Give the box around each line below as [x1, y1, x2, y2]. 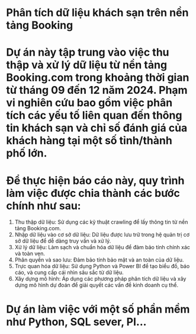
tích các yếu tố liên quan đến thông [6, 109, 182, 122]
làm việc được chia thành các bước [6, 186, 181, 200]
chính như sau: [6, 199, 81, 212]
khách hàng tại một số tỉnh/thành [6, 134, 173, 148]
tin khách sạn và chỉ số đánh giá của [6, 122, 188, 135]
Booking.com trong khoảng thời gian [6, 71, 189, 84]
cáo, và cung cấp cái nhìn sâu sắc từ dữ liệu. [14, 269, 124, 276]
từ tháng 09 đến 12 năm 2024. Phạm [6, 84, 188, 97]
